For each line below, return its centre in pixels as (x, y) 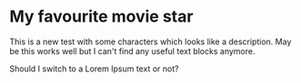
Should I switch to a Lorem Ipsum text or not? (94, 69)
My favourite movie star (101, 17)
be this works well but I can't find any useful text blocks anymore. (132, 51)
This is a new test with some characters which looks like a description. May (150, 41)
